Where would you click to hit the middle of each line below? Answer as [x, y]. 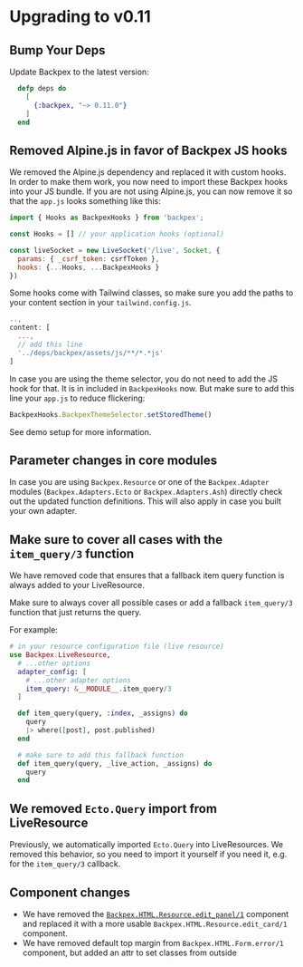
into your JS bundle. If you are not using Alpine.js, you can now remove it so [151, 191]
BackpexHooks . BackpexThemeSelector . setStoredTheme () [111, 414]
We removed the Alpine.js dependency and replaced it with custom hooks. [148, 172]
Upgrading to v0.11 [80, 17]
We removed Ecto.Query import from [113, 808]
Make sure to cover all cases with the [116, 540]
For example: [34, 630]
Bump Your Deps [57, 50]
